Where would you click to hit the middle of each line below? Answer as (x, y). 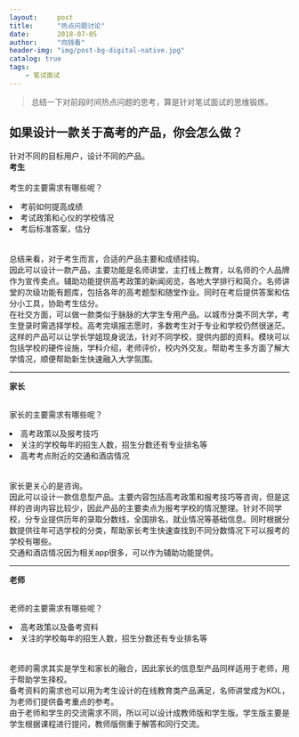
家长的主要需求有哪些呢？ (56, 414)
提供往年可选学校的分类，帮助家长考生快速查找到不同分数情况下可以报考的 (153, 530)
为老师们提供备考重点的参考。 (64, 701)
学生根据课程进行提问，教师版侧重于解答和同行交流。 (107, 724)
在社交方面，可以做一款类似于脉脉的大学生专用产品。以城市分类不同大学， (145, 314)
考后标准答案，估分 (56, 229)
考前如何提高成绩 (52, 207)
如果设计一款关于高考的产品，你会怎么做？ (126, 133)
